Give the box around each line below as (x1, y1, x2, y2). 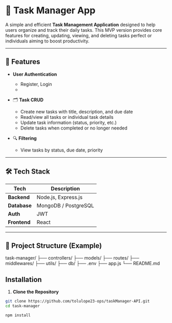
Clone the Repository (12, 289, 59, 295)
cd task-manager (5, 304, 40, 309)
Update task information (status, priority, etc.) (20, 119, 117, 125)
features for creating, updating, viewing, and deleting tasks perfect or (5, 32, 152, 38)
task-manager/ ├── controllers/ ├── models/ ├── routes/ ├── (5, 255, 140, 261)
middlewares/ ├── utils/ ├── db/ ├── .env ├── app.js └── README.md (5, 261, 160, 267)
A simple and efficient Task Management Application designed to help (5, 21, 156, 28)
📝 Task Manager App (5, 5, 96, 16)
